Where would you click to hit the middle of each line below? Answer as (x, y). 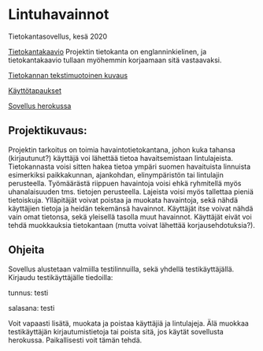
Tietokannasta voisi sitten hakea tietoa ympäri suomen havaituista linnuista (130, 166)
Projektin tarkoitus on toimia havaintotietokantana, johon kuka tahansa (122, 149)
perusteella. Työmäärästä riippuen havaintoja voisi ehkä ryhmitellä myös (125, 183)
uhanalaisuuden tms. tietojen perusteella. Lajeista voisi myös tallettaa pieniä (131, 192)
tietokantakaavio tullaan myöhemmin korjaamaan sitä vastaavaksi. (115, 60)
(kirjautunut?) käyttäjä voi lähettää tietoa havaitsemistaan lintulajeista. (121, 158)
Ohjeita (26, 250)
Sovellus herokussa (40, 106)
